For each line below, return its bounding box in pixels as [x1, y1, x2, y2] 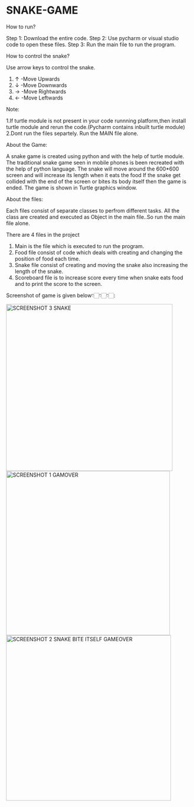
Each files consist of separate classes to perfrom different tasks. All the [6, 207, 180, 214]
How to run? [6, 23, 36, 30]
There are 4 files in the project [6, 231, 80, 238]
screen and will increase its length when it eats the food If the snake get [6, 171, 181, 178]
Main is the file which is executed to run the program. [14, 242, 144, 249]
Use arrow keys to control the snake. [6, 63, 96, 71]
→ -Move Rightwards [14, 88, 67, 95]
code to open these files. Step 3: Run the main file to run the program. [6, 41, 176, 48]
